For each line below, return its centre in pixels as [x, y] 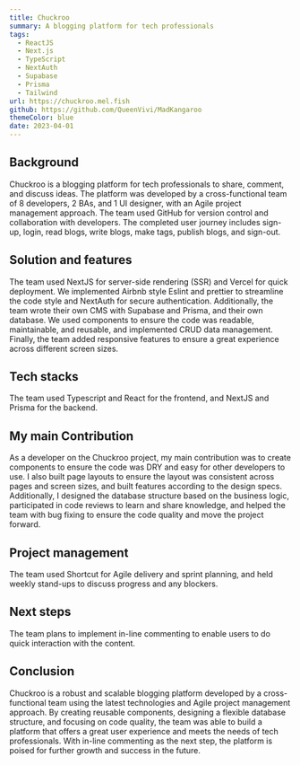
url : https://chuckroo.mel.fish [69, 101]
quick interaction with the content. [73, 643]
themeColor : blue [42, 118]
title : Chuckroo [39, 18]
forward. [25, 524]
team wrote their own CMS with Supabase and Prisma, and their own [136, 310]
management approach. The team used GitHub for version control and [139, 213]
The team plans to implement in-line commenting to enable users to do [140, 633]
